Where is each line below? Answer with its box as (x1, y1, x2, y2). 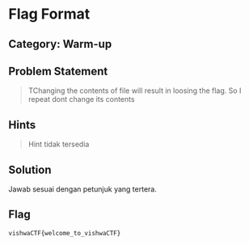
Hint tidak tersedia (27, 139, 90, 150)
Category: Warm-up (8, 37, 112, 51)
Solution (8, 163, 52, 176)
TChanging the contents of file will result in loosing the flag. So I (27, 86, 242, 95)
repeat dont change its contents (27, 95, 135, 104)
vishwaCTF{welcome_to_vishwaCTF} (8, 229, 121, 237)
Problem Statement (8, 64, 108, 78)
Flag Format (8, 5, 91, 23)
